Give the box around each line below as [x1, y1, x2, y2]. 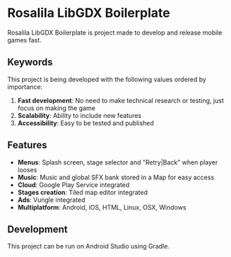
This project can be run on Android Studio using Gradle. [7, 242, 170, 251]
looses [17, 165, 37, 174]
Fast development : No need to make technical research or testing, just [17, 96, 224, 104]
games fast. [7, 35, 42, 44]
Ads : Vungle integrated [17, 196, 86, 204]
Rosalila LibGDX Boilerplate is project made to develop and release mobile [7, 28, 223, 37]
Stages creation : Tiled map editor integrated [17, 188, 148, 196]
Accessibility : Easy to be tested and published [17, 119, 154, 127]
